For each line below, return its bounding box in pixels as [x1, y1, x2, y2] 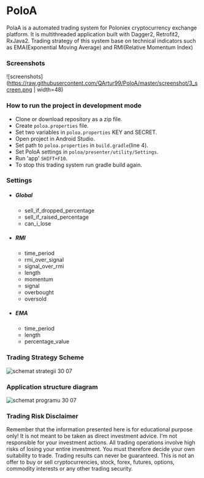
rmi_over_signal [24, 256, 64, 264]
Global [15, 192, 33, 199]
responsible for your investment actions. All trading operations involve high [6, 439, 195, 446]
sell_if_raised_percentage [24, 213, 89, 221]
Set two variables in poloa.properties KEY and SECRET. [15, 128, 157, 136]
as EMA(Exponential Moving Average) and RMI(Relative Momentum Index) [6, 44, 194, 51]
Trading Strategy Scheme [6, 353, 85, 362]
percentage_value [24, 338, 69, 345]
